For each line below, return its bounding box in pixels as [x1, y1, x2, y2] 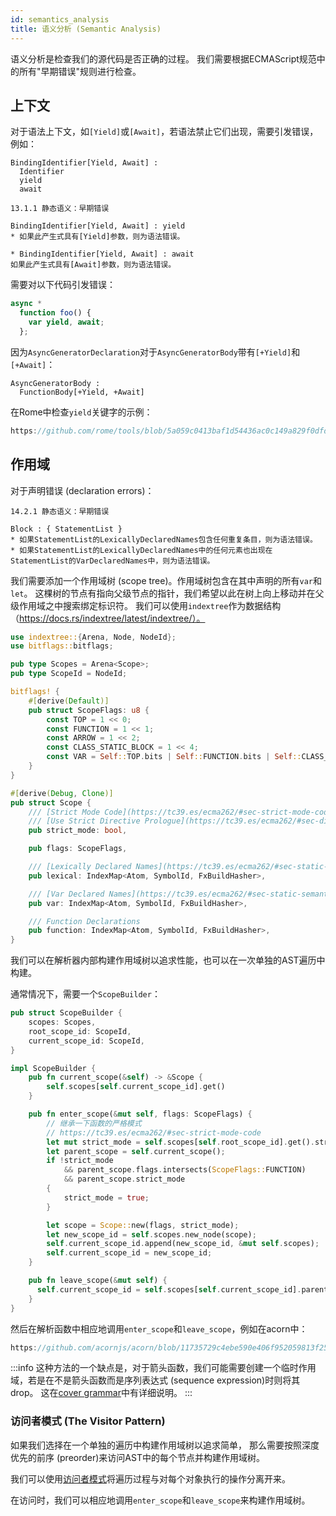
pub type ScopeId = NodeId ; [10, 669, 128, 679]
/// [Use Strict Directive [28, 816, 141, 826]
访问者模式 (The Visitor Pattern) [10, 1414, 166, 1428]
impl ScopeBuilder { [10, 1063, 97, 1073]
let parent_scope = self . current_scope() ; [46, 1146, 226, 1156]
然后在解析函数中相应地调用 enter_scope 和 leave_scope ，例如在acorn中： [10, 1322, 308, 1335]
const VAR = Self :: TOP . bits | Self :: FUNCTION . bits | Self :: [46, 752, 302, 762]
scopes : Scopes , [28, 1017, 97, 1027]
